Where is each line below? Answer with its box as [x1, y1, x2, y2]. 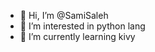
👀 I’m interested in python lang [19, 20, 146, 32]
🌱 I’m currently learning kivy [19, 31, 136, 42]
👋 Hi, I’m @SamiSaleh [19, 10, 109, 21]
